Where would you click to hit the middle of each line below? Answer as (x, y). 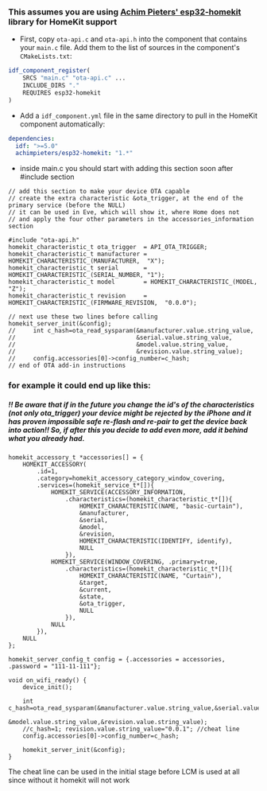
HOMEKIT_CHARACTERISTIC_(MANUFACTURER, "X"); (87, 261)
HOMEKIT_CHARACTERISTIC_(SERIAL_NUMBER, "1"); (87, 275)
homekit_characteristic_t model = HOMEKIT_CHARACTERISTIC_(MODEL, (133, 282)
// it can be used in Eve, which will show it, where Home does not (124, 212)
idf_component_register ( (49, 71)
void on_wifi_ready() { (48, 680)
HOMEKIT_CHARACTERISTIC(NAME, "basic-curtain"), (161, 507)
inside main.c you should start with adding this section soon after (126, 169)
